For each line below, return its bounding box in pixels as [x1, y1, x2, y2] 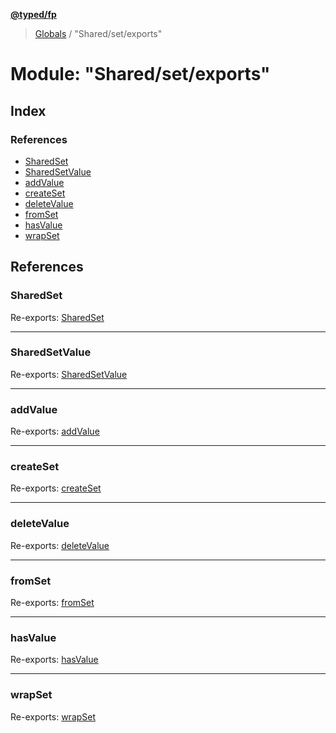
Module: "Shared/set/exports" [10, 63, 271, 86]
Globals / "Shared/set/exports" [34, 28, 163, 39]
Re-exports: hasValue [10, 654, 99, 666]
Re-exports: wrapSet [10, 710, 97, 723]
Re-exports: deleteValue [10, 539, 110, 551]
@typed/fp [10, 9, 57, 20]
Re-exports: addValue [10, 425, 100, 438]
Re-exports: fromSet [10, 597, 95, 609]
